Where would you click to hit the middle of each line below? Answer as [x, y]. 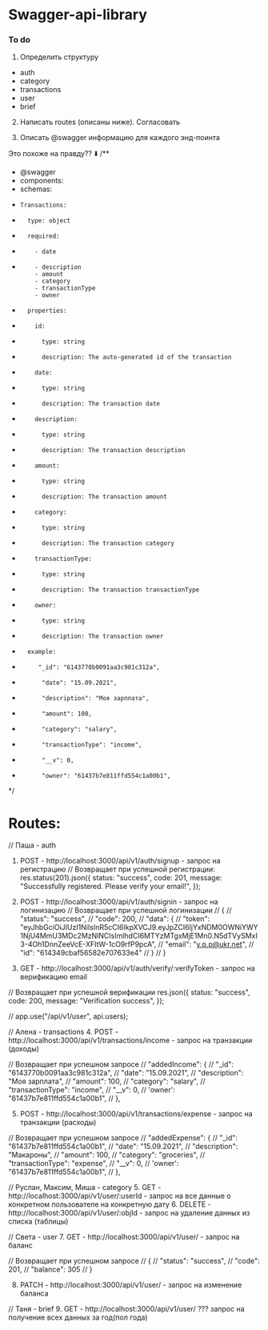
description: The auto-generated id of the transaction [136, 358]
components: [42, 181]
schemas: [36, 189]
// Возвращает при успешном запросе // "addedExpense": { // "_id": [123, 1138]
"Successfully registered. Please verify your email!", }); [110, 887]
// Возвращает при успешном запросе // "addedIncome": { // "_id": [121, 1064]
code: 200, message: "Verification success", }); [86, 1001]
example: [42, 652]
